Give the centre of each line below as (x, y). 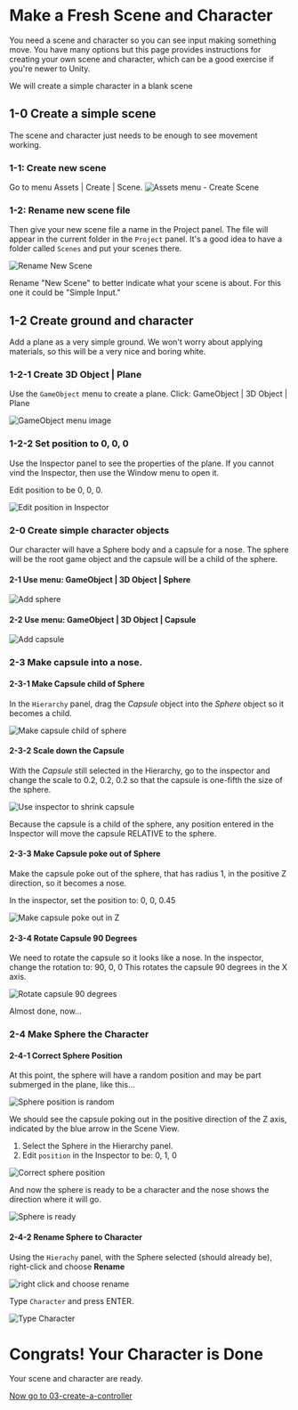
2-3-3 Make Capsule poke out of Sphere (85, 854)
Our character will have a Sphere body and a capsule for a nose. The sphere (149, 550)
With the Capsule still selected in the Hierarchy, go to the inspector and (140, 770)
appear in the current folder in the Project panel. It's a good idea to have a (146, 239)
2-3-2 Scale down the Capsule (67, 751)
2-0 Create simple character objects (89, 530)
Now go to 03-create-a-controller (71, 1396)
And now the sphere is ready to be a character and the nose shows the (139, 1190)
